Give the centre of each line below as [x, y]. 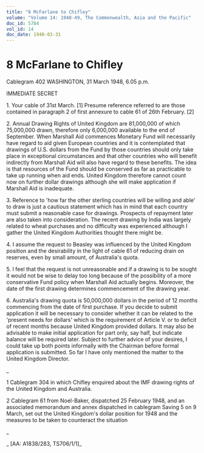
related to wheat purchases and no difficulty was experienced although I [97, 226]
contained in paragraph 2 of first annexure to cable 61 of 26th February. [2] [100, 112]
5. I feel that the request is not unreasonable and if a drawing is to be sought [102, 269]
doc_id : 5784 [23, 23]
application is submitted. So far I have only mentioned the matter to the [95, 352]
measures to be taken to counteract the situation [67, 420]
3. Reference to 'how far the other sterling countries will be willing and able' [101, 200]
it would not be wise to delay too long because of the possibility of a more [99, 276]
